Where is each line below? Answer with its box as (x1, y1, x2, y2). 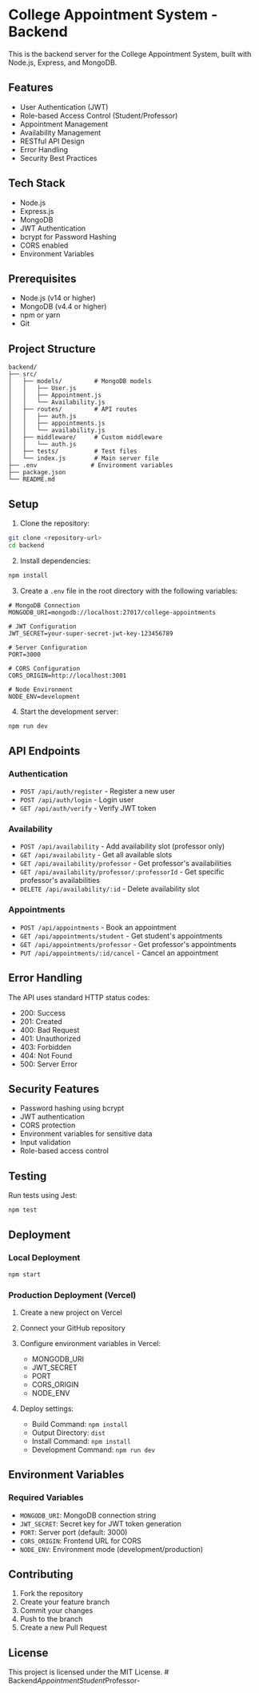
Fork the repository (19, 1589, 84, 1598)
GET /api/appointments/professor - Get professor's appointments (19, 939, 237, 949)
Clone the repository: (19, 518, 90, 528)
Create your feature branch (19, 1597, 110, 1607)
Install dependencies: (19, 555, 91, 566)
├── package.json (8, 469, 66, 477)
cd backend (8, 541, 45, 550)
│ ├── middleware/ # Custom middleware (8, 433, 162, 441)
